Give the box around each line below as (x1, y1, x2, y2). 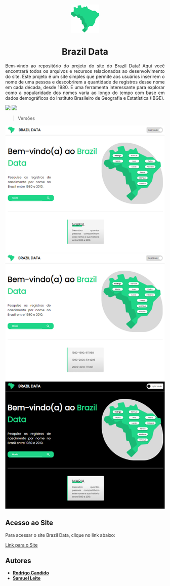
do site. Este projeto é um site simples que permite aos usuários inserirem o (5, 73, 165, 79)
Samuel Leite (12, 575, 41, 581)
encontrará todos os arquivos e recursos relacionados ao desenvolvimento (5, 68, 165, 74)
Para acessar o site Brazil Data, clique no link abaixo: (5, 532, 115, 538)
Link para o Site (5, 541, 38, 548)
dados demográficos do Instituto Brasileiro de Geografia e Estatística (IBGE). (5, 95, 164, 101)
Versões (17, 115, 35, 121)
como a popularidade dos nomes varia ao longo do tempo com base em (5, 90, 165, 96)
